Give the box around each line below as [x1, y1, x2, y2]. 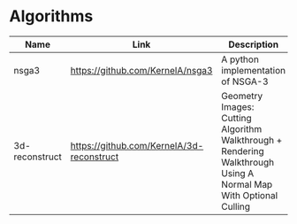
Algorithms [9, 6, 94, 27]
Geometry [220, 89, 263, 102]
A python [220, 53, 259, 66]
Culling [220, 200, 250, 212]
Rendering [220, 144, 265, 157]
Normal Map [220, 178, 273, 190]
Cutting [220, 112, 252, 124]
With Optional [220, 189, 278, 201]
